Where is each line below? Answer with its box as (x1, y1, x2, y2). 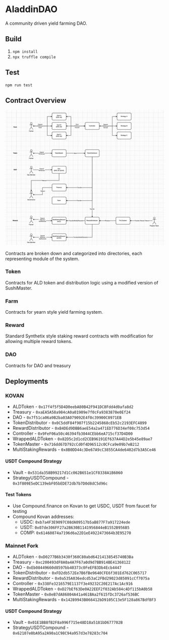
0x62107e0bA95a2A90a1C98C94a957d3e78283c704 (12, 631, 108, 636)
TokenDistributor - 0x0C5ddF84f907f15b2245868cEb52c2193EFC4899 (12, 420, 147, 426)
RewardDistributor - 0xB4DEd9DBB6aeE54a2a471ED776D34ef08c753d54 (12, 425, 150, 431)
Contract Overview (5, 96, 67, 104)
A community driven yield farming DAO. (5, 20, 87, 26)
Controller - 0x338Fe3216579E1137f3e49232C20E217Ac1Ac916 (12, 580, 133, 587)
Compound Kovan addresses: (12, 513, 75, 519)
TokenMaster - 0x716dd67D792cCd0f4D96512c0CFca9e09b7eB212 (12, 441, 140, 447)
